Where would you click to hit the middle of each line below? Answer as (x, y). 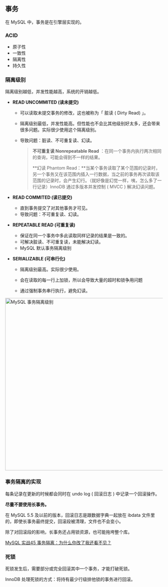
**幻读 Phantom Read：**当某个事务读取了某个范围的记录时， (96, 168)
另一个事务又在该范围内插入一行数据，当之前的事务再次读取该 (96, 174)
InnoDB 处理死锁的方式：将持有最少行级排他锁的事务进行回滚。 (70, 579)
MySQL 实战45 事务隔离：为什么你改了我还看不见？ (58, 542)
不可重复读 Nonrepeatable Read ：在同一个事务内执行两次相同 (97, 151)
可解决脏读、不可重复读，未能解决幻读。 (61, 242)
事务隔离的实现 (23, 482)
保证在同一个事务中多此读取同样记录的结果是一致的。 (75, 236)
